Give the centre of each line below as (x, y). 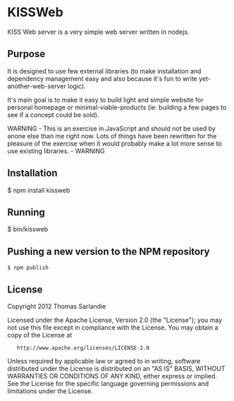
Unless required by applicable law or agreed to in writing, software (104, 361)
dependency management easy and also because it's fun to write (102, 78)
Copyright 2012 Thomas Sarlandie (57, 306)
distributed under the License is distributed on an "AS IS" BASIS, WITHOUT (116, 369)
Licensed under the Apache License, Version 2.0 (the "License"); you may (115, 320)
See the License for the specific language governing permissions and (108, 383)
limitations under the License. (50, 391)
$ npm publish (28, 268)
